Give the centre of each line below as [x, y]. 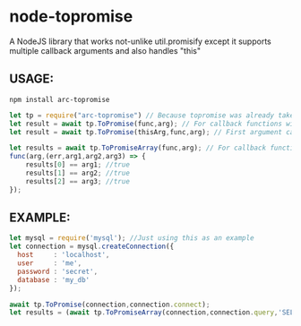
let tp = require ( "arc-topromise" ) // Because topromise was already [142, 115]
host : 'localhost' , [64, 255]
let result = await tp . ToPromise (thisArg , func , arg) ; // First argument [146, 132]
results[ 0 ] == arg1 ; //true [77, 165]
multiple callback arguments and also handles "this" [105, 50]
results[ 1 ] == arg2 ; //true [77, 173]
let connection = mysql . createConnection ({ [92, 247]
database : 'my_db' [54, 279]
